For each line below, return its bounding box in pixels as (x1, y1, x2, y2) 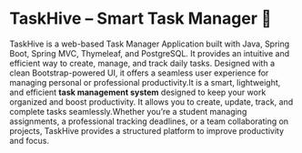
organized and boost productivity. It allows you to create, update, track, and (9, 96, 294, 107)
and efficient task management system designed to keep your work (9, 87, 267, 97)
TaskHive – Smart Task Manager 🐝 (9, 8, 272, 29)
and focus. (9, 135, 50, 146)
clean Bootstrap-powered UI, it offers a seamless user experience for (9, 67, 269, 78)
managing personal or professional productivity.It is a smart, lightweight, (9, 76, 281, 87)
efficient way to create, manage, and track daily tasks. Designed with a (9, 57, 276, 68)
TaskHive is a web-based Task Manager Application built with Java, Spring (9, 38, 290, 49)
